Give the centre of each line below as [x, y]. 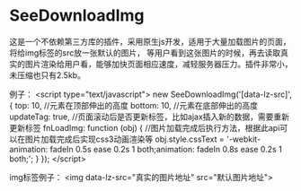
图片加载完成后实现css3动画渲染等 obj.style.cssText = [124, 139]
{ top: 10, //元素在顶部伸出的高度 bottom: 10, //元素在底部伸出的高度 [134, 105]
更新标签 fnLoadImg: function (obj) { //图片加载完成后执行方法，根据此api [145, 127]
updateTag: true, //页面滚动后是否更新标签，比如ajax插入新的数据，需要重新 [150, 117]
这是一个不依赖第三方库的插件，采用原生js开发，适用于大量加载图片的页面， [150, 41]
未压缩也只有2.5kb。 [47, 75]
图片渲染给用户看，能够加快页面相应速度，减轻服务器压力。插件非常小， [159, 64]
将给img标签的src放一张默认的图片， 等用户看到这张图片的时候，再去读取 [145, 52]
